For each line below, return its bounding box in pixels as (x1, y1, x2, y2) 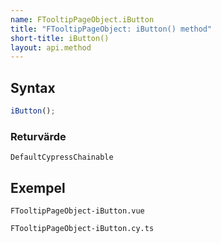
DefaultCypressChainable (10, 152, 114, 163)
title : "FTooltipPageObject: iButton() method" (10, 24, 213, 34)
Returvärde (10, 129, 67, 143)
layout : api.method (10, 42, 92, 53)
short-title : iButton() (10, 33, 110, 43)
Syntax (10, 79, 56, 96)
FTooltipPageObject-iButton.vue (10, 206, 145, 216)
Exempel (10, 179, 66, 196)
